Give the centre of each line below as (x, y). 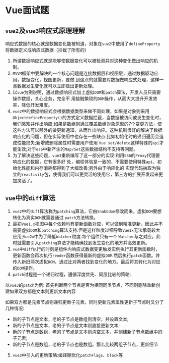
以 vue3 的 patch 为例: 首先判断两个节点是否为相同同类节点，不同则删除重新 (80, 285)
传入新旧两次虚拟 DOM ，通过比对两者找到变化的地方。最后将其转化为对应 (87, 262)
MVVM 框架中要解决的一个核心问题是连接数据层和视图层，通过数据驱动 (83, 73)
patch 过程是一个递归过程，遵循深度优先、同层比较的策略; (72, 274)
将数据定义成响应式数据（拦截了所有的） (47, 50)
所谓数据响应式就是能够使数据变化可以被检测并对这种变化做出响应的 (83, 61)
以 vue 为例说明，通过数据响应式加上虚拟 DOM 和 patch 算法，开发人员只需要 (87, 92)
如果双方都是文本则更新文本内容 (43, 291)
